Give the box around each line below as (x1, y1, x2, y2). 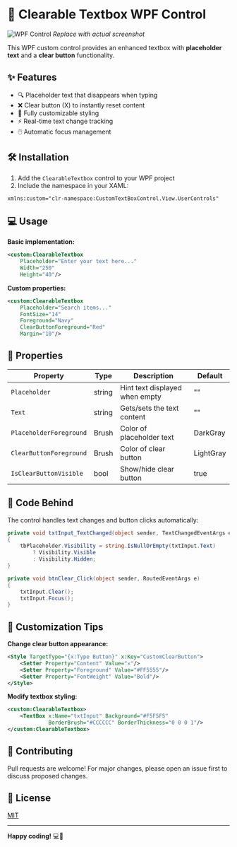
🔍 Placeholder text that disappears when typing (17, 90, 158, 99)
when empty (119, 392, 162, 402)
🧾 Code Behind (7, 497, 74, 509)
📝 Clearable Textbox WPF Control (7, 6, 207, 23)
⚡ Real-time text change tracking (17, 117, 114, 125)
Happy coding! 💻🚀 (7, 831, 63, 840)
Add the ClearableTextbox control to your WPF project (17, 173, 175, 182)
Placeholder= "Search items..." (20, 304, 112, 311)
